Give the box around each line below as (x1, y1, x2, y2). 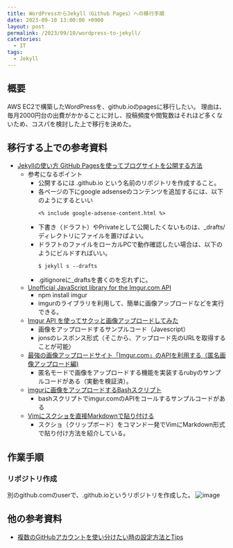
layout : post (7, 23, 45, 30)
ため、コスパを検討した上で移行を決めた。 (12, 119, 135, 128)
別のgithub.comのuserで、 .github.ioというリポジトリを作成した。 (7, 491, 194, 500)
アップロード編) (33, 360, 79, 368)
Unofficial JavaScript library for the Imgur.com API (27, 283, 172, 292)
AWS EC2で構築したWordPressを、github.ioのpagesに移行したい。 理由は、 (7, 102, 225, 111)
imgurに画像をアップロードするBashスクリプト (27, 386, 162, 394)
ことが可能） (37, 342, 75, 351)
